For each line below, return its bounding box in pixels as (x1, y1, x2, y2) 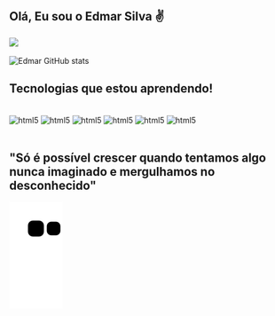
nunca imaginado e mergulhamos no (9, 164, 216, 179)
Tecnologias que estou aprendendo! (9, 81, 214, 97)
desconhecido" (9, 178, 97, 193)
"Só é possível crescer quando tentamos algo (9, 150, 266, 165)
